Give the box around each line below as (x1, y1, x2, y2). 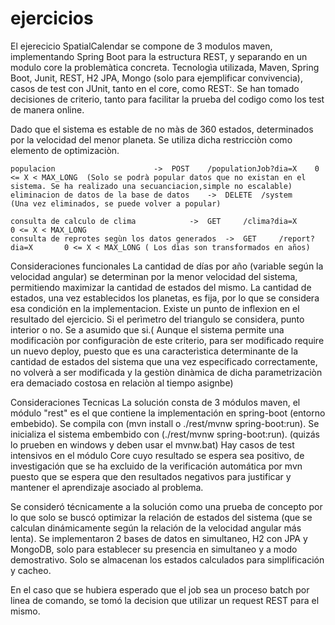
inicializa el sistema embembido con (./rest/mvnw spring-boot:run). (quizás (10, 428, 320, 440)
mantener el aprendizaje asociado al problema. (10, 481, 204, 493)
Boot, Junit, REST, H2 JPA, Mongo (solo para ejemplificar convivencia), (10, 72, 303, 84)
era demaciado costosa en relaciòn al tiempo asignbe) (10, 377, 234, 389)
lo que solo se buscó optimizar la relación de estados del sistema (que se (10, 511, 313, 523)
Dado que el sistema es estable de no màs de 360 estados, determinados (10, 123, 314, 135)
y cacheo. (10, 564, 52, 576)
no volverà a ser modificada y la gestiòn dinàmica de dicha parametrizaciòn (10, 366, 323, 378)
